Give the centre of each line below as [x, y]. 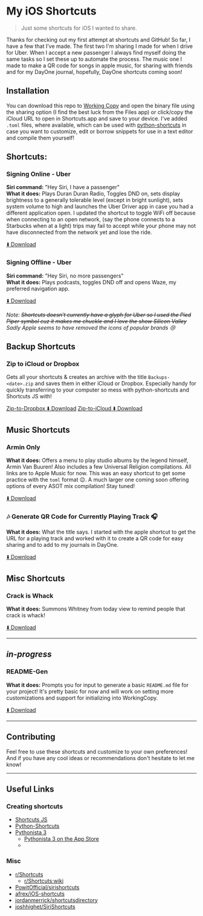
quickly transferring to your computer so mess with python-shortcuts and [98, 390]
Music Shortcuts [38, 430]
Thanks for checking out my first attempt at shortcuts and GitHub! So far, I [98, 39]
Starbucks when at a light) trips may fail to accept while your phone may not [101, 226]
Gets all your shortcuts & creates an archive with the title [76, 377]
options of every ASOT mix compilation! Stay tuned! [70, 486]
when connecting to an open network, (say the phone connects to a [91, 219]
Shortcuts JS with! [29, 396]
